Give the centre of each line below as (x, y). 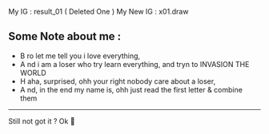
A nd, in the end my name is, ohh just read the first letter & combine (131, 89)
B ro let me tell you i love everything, (80, 56)
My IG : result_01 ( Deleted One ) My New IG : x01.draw (98, 12)
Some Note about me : (65, 36)
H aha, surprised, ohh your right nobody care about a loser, (118, 81)
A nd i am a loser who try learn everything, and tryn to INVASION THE (134, 64)
